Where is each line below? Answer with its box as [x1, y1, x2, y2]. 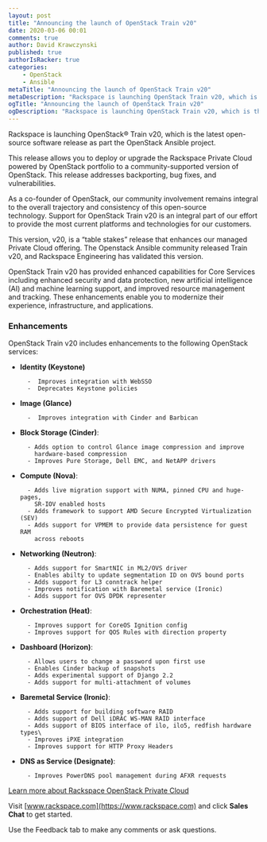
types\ [19, 728, 42, 737]
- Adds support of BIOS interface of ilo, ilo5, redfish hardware [27, 722, 252, 730]
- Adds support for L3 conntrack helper [27, 578, 163, 586]
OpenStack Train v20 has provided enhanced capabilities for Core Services [8, 267, 256, 276]
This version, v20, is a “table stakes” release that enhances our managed [8, 235, 248, 244]
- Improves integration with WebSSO [27, 378, 153, 386]
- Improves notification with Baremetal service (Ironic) [27, 585, 223, 593]
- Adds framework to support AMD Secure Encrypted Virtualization [27, 508, 252, 516]
